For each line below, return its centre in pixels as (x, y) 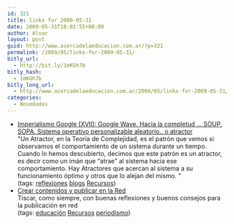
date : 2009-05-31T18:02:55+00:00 (56, 26)
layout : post (26, 40)
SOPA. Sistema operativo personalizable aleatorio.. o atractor (105, 131)
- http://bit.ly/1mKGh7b (49, 65)
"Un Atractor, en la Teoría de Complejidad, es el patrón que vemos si (116, 138)
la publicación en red (47, 205)
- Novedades (31, 104)
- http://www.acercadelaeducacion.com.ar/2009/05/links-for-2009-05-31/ (121, 91)
